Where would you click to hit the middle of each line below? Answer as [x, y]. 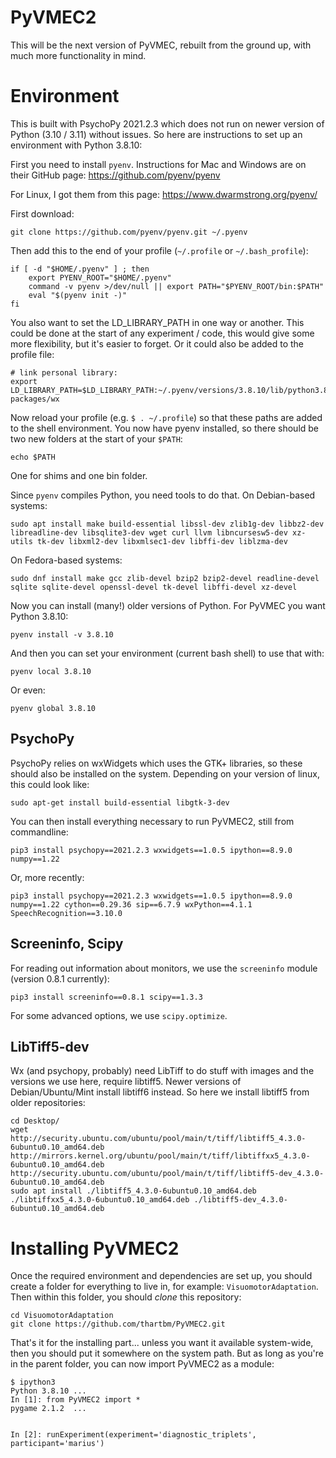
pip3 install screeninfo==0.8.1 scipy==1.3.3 [106, 997]
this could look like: [50, 784]
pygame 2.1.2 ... [48, 1409]
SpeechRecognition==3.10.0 [66, 913]
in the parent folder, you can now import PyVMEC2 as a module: [142, 1364]
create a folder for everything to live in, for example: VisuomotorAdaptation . [164, 1287]
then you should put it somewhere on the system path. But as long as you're [167, 1353]
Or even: [28, 690]
